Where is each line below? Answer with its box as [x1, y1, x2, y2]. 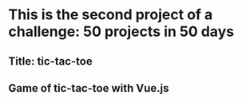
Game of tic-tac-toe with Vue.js [8, 81, 169, 95]
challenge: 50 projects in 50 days [8, 22, 234, 41]
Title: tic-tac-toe [8, 54, 93, 68]
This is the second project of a [8, 6, 213, 24]
